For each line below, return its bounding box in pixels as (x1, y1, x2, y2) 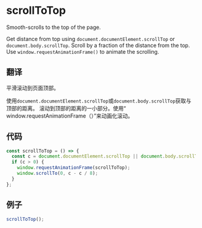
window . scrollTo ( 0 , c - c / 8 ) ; (17, 170, 98, 177)
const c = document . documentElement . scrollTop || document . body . (11, 153, 179, 160)
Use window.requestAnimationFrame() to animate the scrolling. (6, 48, 159, 55)
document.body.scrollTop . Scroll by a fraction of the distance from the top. (6, 42, 191, 49)
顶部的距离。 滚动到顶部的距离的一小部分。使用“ (6, 104, 126, 112)
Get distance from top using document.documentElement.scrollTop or (6, 35, 176, 42)
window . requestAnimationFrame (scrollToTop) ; (17, 165, 130, 171)
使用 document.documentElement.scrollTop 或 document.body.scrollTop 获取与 (6, 97, 192, 104)
